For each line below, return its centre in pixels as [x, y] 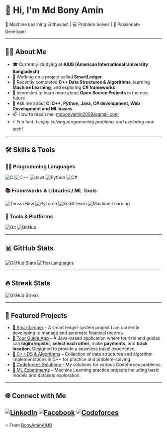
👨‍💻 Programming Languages [40, 167]
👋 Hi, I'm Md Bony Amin [54, 10]
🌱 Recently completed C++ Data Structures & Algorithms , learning [81, 82]
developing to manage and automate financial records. [68, 333]
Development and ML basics [42, 108]
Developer [16, 31]
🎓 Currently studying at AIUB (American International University [80, 64]
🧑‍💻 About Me [26, 52]
